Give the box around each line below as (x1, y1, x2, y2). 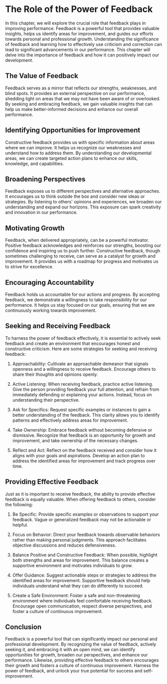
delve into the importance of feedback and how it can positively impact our (5, 51, 160, 58)
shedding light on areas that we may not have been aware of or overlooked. (5, 95, 161, 101)
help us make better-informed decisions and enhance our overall (5, 106, 139, 112)
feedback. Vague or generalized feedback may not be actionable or (12, 516, 151, 523)
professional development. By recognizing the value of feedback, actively (5, 641, 157, 648)
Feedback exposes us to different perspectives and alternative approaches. (5, 188, 161, 194)
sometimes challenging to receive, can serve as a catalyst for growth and (5, 253, 156, 259)
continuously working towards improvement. (5, 307, 97, 313)
